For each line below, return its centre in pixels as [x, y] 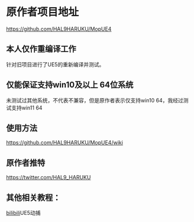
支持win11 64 [27, 108]
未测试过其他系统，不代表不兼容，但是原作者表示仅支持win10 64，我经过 [95, 100]
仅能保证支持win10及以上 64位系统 [70, 85]
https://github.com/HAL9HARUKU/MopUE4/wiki [64, 143]
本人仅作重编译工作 [41, 49]
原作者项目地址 [43, 12]
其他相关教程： [33, 197]
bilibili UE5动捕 [23, 213]
